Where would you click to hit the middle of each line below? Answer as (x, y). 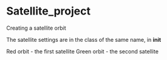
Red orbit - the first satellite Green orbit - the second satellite (83, 51)
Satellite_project (49, 11)
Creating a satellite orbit (36, 28)
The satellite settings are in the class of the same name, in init (84, 39)
